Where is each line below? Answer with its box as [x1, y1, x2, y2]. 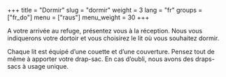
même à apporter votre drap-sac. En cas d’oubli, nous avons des [7, 55, 194, 63]
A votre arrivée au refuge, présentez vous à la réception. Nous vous [7, 27, 203, 35]
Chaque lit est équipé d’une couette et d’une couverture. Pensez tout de [7, 48, 215, 55]
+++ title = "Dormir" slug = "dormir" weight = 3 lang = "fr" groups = [7, 6, 203, 14]
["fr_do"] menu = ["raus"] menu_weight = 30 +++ [7, 13, 150, 22]
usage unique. [27, 62, 69, 70]
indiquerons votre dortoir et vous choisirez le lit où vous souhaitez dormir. [7, 34, 220, 42]
